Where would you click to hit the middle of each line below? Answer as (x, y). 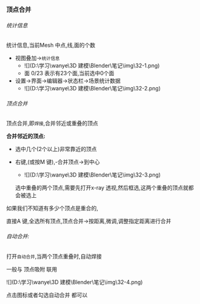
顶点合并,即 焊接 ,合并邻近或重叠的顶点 (52, 123)
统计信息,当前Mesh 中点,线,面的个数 (51, 45)
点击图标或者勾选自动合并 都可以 (47, 295)
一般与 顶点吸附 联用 (32, 269)
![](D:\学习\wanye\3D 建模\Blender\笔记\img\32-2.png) (92, 89)
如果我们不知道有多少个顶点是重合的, (52, 208)
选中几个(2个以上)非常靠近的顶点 (56, 149)
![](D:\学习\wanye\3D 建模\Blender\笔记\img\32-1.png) (92, 66)
